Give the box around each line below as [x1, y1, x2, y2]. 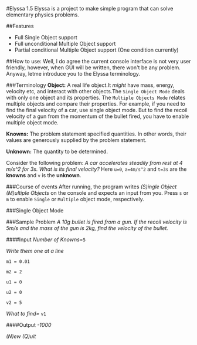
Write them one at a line [6, 248, 64, 254]
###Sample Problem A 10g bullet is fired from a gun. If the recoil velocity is [6, 218, 188, 225]
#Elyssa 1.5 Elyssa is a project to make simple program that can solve [6, 5, 174, 12]
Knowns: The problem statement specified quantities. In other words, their [6, 130, 186, 137]
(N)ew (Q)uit [6, 333, 36, 340]
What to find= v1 [6, 310, 47, 317]
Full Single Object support [14, 34, 77, 40]
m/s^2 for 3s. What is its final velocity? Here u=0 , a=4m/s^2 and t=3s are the [6, 165, 187, 172]
